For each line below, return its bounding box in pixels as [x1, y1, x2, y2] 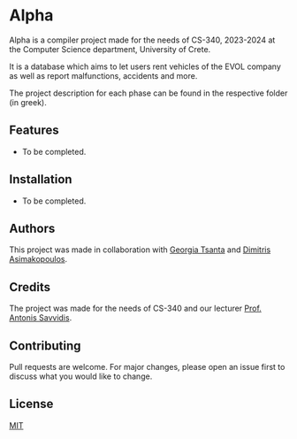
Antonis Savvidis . [9, 312, 72, 323]
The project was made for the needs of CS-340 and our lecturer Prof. [9, 303, 263, 314]
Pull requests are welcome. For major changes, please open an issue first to [9, 362, 286, 372]
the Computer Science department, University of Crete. [9, 43, 211, 54]
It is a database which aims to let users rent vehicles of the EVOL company [9, 61, 281, 72]
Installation [9, 172, 72, 187]
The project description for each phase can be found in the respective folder [9, 88, 288, 98]
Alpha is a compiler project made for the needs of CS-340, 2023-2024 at [9, 35, 276, 45]
